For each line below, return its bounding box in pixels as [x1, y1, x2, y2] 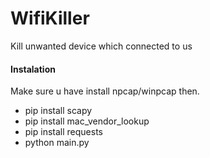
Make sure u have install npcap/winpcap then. [10, 85, 200, 97]
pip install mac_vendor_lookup [24, 115, 150, 127]
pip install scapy [24, 105, 93, 117]
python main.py [24, 137, 90, 149]
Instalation [10, 63, 56, 75]
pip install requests [24, 126, 103, 138]
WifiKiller [10, 7, 90, 30]
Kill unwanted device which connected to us [10, 40, 193, 52]
